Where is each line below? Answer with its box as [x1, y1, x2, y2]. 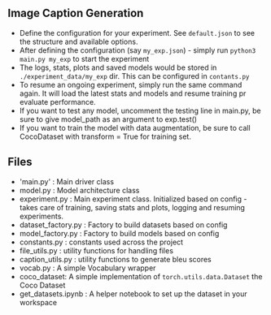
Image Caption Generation [7, 6, 144, 20]
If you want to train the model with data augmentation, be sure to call [19, 123, 251, 132]
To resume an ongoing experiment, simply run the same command [19, 80, 243, 89]
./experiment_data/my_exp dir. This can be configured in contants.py [19, 71, 250, 80]
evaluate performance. [19, 97, 96, 106]
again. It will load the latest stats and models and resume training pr [19, 88, 247, 98]
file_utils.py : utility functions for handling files [19, 245, 174, 255]
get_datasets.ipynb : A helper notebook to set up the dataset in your [19, 288, 247, 299]
